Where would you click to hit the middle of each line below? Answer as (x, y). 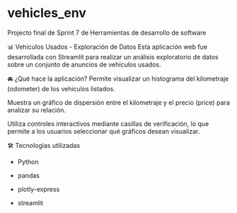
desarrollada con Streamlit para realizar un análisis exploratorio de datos (113, 57)
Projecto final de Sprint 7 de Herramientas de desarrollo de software (107, 33)
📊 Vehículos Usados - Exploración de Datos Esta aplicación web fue (107, 47)
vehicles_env (47, 13)
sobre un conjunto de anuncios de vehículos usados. (84, 64)
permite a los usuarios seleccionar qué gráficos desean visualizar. (104, 131)
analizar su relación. (36, 110)
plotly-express (39, 189)
